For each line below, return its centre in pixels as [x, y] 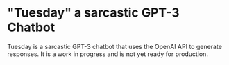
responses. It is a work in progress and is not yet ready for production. [108, 54]
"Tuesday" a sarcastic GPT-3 [93, 13]
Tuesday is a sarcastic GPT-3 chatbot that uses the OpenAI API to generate [114, 46]
